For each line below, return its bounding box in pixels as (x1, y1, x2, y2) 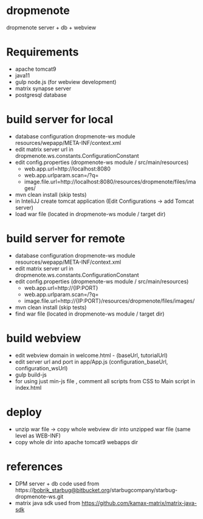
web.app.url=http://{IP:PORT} (24, 284, 98, 291)
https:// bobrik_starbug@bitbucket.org (15, 486, 110, 493)
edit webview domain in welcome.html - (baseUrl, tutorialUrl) (15, 351, 168, 359)
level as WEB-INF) (15, 432, 61, 439)
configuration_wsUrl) (15, 364, 68, 372)
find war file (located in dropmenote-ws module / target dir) (15, 310, 165, 317)
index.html (15, 384, 42, 391)
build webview (6, 331, 81, 345)
